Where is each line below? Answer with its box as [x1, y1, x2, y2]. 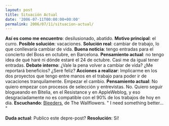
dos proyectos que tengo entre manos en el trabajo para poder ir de [5, 73, 147, 79]
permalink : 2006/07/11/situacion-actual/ [5, 21, 94, 27]
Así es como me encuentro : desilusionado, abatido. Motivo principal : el [5, 35, 156, 41]
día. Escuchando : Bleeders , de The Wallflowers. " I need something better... [5, 100, 164, 106]
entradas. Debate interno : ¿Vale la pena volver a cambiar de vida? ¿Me [5, 62, 153, 68]
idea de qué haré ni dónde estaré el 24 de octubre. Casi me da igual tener [5, 57, 159, 63]
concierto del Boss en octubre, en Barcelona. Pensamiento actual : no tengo [5, 52, 164, 58]
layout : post [5, 7, 33, 13]
